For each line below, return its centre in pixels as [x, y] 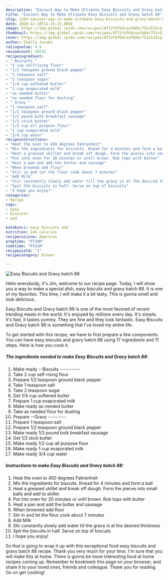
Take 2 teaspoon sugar [36, 390]
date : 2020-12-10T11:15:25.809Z [39, 24]
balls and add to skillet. [36, 494]
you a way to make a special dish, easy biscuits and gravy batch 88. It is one [84, 289]
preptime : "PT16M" [25, 241]
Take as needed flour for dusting [46, 411]
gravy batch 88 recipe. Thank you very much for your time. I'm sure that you [84, 551]
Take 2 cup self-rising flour [41, 375]
